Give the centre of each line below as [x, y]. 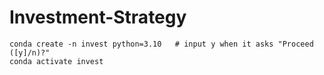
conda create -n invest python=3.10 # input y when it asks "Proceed [161, 44]
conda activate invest [56, 61]
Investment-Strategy [98, 17]
